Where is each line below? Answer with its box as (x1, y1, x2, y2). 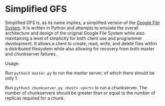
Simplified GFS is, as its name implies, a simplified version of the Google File (5, 20, 160, 26)
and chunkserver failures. (5, 51, 57, 57)
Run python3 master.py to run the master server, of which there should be (5, 70, 155, 76)
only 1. (5, 75, 18, 81)
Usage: (5, 60, 20, 66)
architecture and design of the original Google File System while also (5, 30, 145, 36)
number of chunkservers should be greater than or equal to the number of (5, 90, 156, 96)
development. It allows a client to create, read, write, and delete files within (5, 40, 157, 46)
